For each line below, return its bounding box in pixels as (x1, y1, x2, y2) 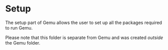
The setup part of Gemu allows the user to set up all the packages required (5, 19, 162, 25)
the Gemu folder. (5, 39, 41, 45)
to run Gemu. (5, 24, 33, 30)
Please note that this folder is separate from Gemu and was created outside (5, 34, 163, 40)
